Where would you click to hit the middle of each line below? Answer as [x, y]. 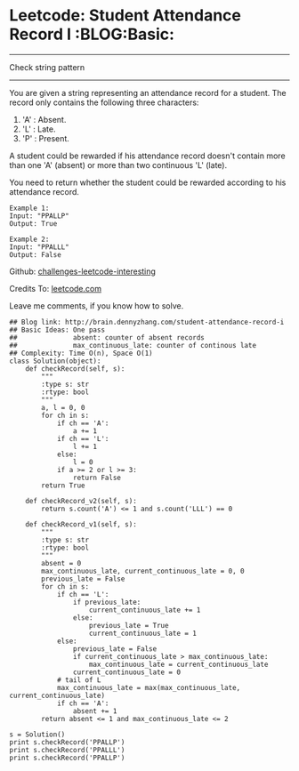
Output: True [33, 223]
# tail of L [79, 680]
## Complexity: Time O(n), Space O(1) [81, 353]
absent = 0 [61, 563]
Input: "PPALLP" [39, 216]
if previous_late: [107, 602]
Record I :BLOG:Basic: [92, 34]
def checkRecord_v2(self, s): [81, 501]
